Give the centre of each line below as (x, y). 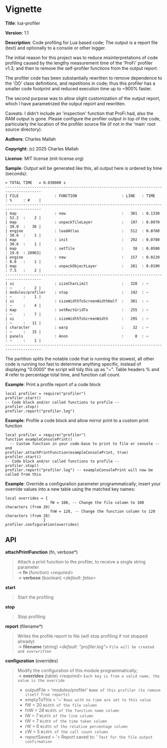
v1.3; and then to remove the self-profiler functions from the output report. (82, 68)
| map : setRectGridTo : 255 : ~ (77, 310)
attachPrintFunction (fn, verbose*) (41, 552)
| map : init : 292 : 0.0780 (82, 240)
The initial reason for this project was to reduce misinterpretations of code (82, 57)
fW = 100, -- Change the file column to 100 (97, 502)
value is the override (41, 680)
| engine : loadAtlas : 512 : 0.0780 (82, 231)
